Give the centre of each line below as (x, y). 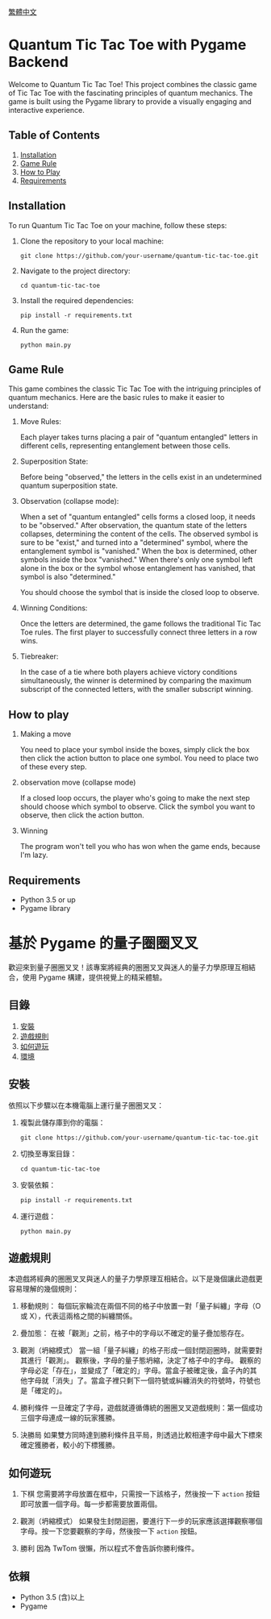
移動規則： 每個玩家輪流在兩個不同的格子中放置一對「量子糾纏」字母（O (140, 1306)
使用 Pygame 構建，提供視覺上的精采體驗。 (94, 977)
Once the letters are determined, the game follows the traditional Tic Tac (140, 624)
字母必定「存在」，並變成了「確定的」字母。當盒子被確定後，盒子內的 (135, 1371)
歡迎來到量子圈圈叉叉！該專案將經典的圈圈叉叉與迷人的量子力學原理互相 (128, 967)
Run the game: (44, 330)
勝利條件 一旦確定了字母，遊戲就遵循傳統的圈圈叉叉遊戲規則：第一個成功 (141, 1408)
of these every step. (53, 767)
